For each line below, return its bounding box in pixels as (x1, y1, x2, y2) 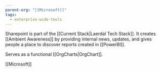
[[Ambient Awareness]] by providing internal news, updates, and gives (5, 36, 152, 42)
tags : (5, 12, 17, 17)
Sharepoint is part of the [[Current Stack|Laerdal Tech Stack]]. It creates (5, 31, 156, 37)
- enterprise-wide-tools (10, 17, 62, 22)
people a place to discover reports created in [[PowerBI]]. (5, 42, 126, 48)
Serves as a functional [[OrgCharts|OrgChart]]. (5, 51, 103, 57)
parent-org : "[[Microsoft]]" (5, 7, 67, 13)
